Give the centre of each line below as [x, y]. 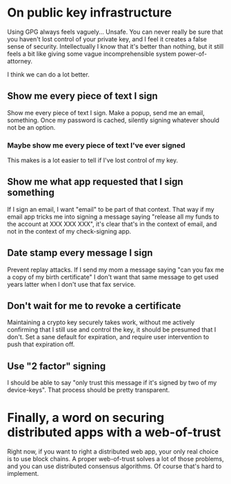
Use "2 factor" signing [57, 366]
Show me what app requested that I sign [95, 182]
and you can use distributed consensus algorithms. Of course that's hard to [114, 466]
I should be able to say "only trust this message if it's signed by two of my [112, 383]
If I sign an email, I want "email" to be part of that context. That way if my [111, 209]
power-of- [193, 54]
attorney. [20, 61]
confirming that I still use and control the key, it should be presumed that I [112, 330]
